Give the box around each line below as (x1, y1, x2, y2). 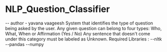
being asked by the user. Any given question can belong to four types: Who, (5, 25, 162, 31)
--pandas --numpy (5, 41, 44, 47)
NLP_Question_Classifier (5, 3, 110, 15)
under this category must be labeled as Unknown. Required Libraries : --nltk (5, 36, 162, 42)
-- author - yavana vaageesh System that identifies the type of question (5, 20, 153, 26)
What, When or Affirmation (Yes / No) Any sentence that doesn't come (5, 30, 150, 36)
